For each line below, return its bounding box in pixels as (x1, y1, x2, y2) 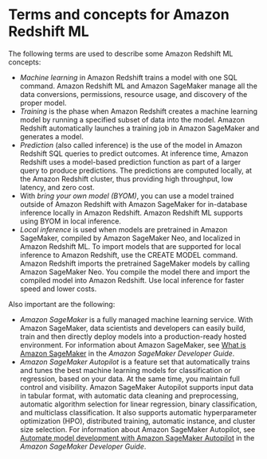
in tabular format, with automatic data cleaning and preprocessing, (19, 391, 239, 400)
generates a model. (19, 131, 84, 141)
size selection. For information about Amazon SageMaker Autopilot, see (19, 424, 256, 434)
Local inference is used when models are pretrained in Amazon (19, 224, 228, 234)
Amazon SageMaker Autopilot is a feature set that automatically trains (19, 356, 250, 367)
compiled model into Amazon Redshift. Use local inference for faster (19, 275, 245, 285)
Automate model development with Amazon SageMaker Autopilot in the (19, 433, 255, 442)
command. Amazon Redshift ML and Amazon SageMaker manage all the (19, 81, 257, 91)
